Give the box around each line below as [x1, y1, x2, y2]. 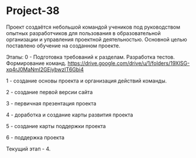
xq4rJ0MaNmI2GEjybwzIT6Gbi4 [6, 66, 84, 73]
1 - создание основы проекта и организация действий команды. [6, 77, 167, 84]
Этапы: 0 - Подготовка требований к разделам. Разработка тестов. [6, 53, 176, 60]
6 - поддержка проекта [6, 133, 65, 141]
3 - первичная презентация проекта [6, 99, 97, 107]
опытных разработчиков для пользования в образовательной [6, 29, 161, 36]
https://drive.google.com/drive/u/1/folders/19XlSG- [67, 60, 190, 67]
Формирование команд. [6, 60, 67, 67]
